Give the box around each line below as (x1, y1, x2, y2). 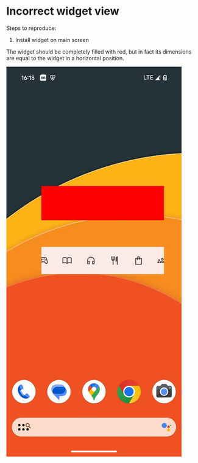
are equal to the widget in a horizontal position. (6, 54, 124, 62)
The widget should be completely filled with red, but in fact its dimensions (6, 48, 192, 55)
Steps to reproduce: (6, 24, 57, 32)
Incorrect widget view (6, 4, 120, 18)
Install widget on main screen (15, 36, 90, 43)
